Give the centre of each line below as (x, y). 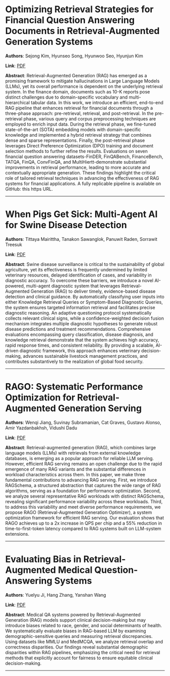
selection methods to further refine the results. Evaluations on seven (77, 151)
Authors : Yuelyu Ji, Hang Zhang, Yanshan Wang (56, 595)
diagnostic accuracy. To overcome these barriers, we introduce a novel (79, 280)
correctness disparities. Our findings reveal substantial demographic (77, 647)
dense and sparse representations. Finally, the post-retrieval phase (75, 140)
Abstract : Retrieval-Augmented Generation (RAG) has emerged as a (76, 75)
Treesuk (14, 244)
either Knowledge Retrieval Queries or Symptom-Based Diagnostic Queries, (84, 302)
